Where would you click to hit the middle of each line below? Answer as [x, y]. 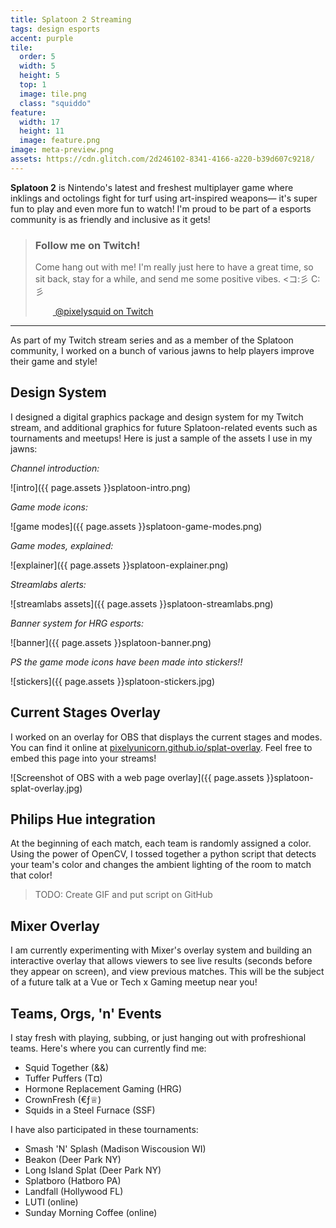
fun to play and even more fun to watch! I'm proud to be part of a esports [161, 208]
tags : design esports [55, 29]
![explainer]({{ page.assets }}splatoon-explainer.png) [119, 565]
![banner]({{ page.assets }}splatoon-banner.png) [111, 642]
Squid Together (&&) [67, 1068]
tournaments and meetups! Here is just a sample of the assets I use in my [161, 438]
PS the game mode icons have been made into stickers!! [126, 662]
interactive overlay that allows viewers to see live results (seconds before [161, 961]
